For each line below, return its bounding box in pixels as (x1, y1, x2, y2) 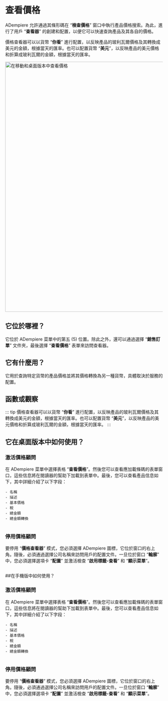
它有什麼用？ (5, 358, 45, 367)
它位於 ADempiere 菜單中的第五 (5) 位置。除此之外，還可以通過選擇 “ (5, 336, 147, 342)
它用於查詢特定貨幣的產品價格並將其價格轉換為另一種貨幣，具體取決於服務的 (5, 372, 163, 378)
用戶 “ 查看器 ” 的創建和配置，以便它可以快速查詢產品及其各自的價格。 (13, 28, 156, 34)
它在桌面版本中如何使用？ (5, 437, 84, 446)
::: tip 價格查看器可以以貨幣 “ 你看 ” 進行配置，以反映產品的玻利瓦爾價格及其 (5, 409, 159, 415)
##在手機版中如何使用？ (5, 573, 55, 579)
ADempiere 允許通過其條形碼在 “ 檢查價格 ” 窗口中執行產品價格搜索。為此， (5, 22, 158, 28)
